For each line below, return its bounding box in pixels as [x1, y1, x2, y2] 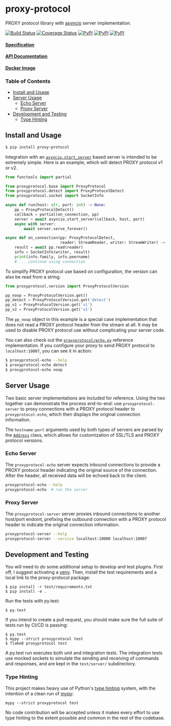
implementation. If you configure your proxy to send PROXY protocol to [5, 342, 155, 348]
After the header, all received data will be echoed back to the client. [5, 472, 148, 479]
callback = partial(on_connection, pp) [14, 212, 100, 217]
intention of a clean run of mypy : [5, 690, 74, 696]
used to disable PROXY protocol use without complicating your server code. [5, 327, 165, 333]
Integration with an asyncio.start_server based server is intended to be [5, 154, 157, 160]
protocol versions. [5, 437, 43, 443]
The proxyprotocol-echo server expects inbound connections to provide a [5, 461, 161, 467]
